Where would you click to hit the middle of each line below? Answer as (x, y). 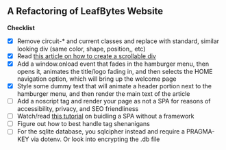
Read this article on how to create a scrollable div (86, 56)
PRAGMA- (200, 132)
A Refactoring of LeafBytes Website (85, 11)
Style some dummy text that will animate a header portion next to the (114, 86)
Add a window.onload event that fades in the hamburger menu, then (113, 64)
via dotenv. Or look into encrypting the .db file (95, 139)
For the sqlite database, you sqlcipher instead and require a (101, 132)
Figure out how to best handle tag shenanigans (84, 124)
